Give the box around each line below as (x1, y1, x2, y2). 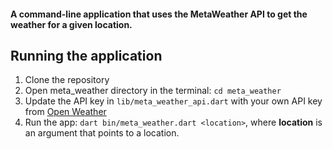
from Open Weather (24, 106, 107, 118)
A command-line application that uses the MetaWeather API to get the (10, 8, 308, 20)
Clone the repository (24, 74, 110, 86)
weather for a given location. (10, 18, 133, 30)
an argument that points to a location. (24, 127, 180, 139)
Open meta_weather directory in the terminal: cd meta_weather (24, 85, 282, 97)
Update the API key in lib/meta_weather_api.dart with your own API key (24, 95, 323, 107)
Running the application (10, 47, 163, 64)
